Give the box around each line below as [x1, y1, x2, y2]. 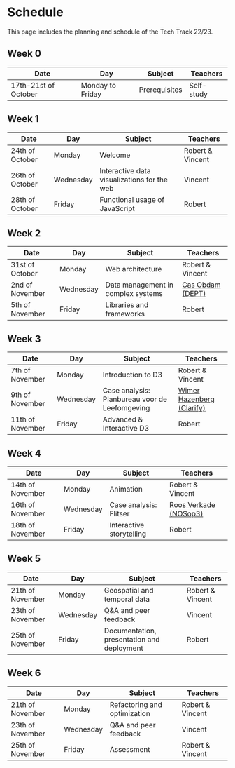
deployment [104, 643, 143, 653]
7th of [10, 365, 31, 375]
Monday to [80, 80, 117, 90]
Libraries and [105, 300, 149, 310]
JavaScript [99, 203, 135, 213]
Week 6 [7, 667, 41, 679]
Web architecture [105, 264, 162, 274]
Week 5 [7, 553, 41, 565]
